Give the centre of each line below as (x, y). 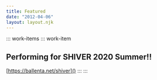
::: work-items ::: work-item (39, 39)
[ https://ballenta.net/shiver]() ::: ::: (47, 71)
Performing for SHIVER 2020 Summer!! (79, 57)
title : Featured (26, 11)
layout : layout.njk (30, 22)
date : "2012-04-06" (30, 17)
